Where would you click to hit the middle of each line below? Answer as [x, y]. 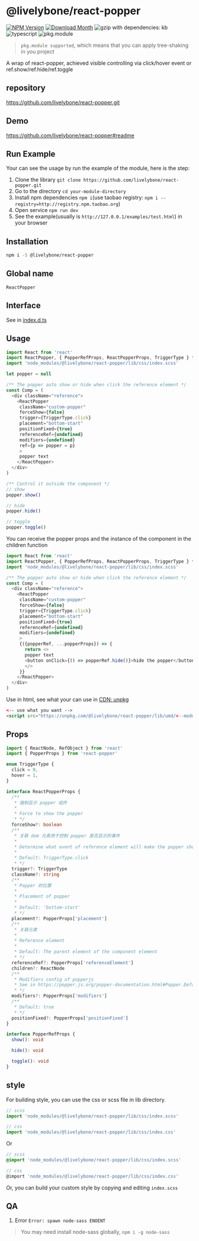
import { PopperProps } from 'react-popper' [62, 754]
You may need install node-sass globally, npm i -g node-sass [95, 1232]
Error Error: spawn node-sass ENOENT [60, 1221]
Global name [30, 274]
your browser [31, 223]
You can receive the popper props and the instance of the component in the [99, 539]
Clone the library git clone [48, 180]
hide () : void [28, 1051]
